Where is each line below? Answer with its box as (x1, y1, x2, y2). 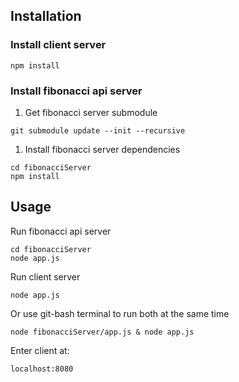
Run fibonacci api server (10, 225, 112, 237)
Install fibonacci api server (10, 84, 143, 98)
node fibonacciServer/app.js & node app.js (10, 327, 195, 337)
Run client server (10, 270, 81, 283)
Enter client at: (10, 344, 70, 356)
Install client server (10, 38, 107, 52)
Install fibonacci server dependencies (24, 143, 181, 155)
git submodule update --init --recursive (10, 125, 186, 136)
